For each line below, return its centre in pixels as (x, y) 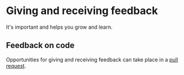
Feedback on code (40, 45)
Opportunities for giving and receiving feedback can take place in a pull (92, 59)
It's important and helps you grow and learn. (59, 27)
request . (16, 66)
